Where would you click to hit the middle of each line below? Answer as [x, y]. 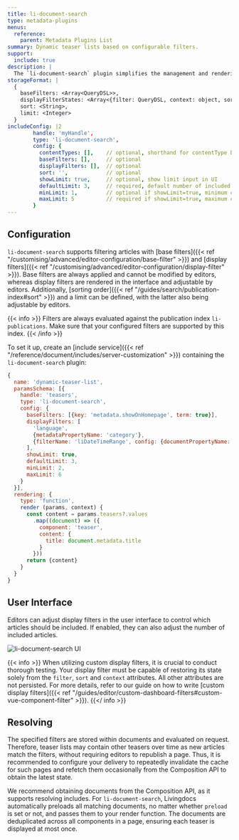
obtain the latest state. [40, 777]
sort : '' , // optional [90, 172]
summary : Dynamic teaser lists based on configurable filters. [103, 47]
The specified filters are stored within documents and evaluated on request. [118, 740]
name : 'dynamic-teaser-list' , [58, 382]
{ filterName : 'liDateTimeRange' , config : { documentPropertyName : [132, 442]
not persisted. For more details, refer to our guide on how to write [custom [116, 685]
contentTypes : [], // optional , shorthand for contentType [133, 153]
